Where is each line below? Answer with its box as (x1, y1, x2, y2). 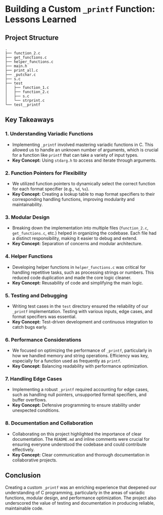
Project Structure (5, 33, 59, 42)
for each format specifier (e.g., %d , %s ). (12, 186, 90, 192)
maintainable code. (5, 505, 44, 511)
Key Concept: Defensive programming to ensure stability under (12, 402, 141, 408)
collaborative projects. (12, 457, 58, 463)
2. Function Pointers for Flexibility (5, 170, 87, 176)
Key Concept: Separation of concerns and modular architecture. (12, 241, 143, 247)
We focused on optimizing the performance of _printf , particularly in (12, 347, 152, 353)
